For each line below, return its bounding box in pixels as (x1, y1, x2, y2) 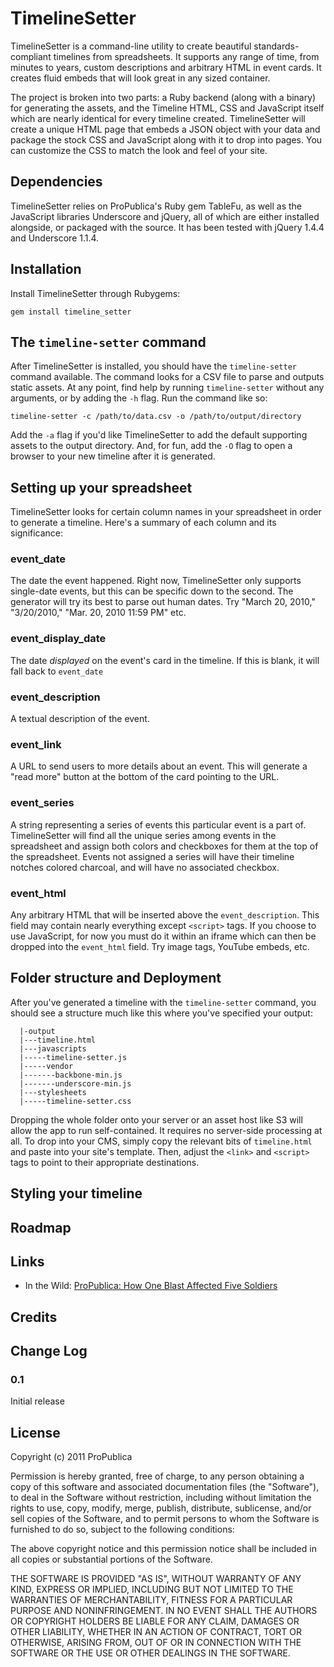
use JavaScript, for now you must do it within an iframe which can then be (10, 930, 317, 942)
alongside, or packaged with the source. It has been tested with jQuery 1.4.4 (10, 221, 325, 233)
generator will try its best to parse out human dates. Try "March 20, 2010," (10, 596, 316, 608)
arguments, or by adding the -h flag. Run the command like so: (10, 392, 268, 404)
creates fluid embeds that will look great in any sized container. (10, 72, 271, 84)
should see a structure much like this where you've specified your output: (10, 1007, 313, 1019)
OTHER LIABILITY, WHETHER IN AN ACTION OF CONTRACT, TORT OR (10, 1626, 302, 1638)
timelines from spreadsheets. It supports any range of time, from (53, 50, 320, 62)
